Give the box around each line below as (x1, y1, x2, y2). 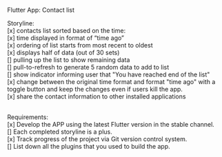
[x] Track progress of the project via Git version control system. (7, 135, 188, 143)
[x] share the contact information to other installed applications (7, 92, 186, 101)
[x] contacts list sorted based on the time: (7, 27, 126, 34)
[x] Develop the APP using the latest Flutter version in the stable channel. (7, 121, 215, 128)
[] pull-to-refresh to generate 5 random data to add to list (7, 63, 170, 71)
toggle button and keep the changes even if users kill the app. (7, 85, 183, 93)
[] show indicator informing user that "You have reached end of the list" (7, 70, 210, 78)
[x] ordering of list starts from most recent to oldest (7, 41, 153, 49)
